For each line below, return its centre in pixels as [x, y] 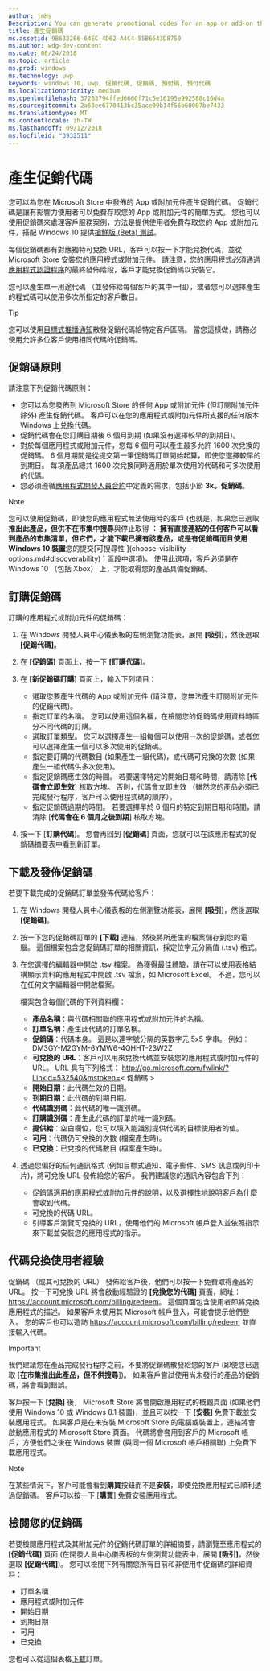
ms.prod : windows [37, 68]
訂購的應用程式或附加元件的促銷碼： [68, 618]
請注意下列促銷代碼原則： [51, 388]
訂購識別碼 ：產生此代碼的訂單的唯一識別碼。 [106, 1118]
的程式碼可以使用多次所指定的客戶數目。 [75, 296]
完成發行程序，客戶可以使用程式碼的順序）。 [104, 797]
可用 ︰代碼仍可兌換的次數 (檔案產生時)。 [99, 1138]
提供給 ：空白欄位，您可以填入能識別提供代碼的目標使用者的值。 [137, 1128]
